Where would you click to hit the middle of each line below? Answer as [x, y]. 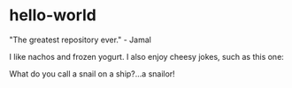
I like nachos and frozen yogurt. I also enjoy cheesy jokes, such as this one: [147, 56]
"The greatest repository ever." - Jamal [81, 40]
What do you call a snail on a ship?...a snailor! [92, 73]
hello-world [53, 15]
